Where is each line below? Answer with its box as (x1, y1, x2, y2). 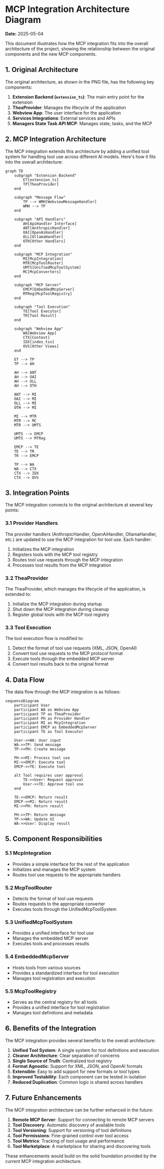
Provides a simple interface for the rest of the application (12, 861, 130, 867)
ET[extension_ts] (23, 177, 59, 182)
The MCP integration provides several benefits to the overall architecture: (5, 1037, 156, 1043)
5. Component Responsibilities (5, 835, 103, 843)
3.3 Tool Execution (5, 624, 51, 631)
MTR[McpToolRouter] (23, 260, 64, 266)
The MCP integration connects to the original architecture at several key (5, 502, 153, 508)
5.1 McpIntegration (5, 850, 51, 857)
